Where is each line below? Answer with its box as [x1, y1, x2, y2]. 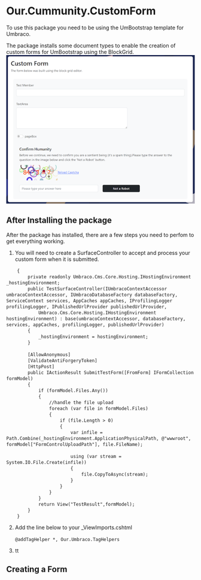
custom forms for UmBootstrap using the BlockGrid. [6, 48, 135, 55]
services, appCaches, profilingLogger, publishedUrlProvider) [6, 321, 165, 327]
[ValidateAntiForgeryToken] [28, 357, 98, 363]
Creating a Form [6, 564, 68, 575]
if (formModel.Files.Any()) [38, 387, 109, 393]
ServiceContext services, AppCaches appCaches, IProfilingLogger [6, 297, 172, 303]
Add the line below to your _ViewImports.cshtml [14, 524, 133, 531]
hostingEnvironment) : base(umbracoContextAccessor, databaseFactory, [6, 315, 186, 321]
